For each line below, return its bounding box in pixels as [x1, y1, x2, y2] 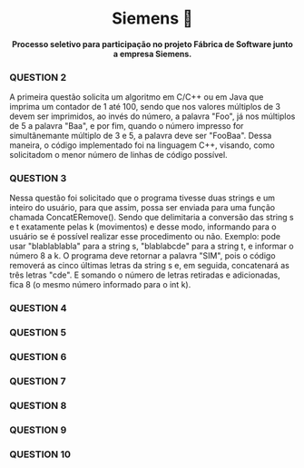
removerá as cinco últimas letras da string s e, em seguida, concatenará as [9, 260, 290, 271]
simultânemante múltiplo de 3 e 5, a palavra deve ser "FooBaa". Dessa [9, 131, 272, 141]
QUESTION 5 [9, 327, 66, 339]
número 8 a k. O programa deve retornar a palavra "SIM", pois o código [9, 250, 276, 261]
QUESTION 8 [9, 399, 67, 412]
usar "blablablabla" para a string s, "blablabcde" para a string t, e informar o [9, 240, 294, 252]
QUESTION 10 [9, 448, 71, 461]
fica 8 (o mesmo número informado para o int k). [9, 279, 191, 290]
